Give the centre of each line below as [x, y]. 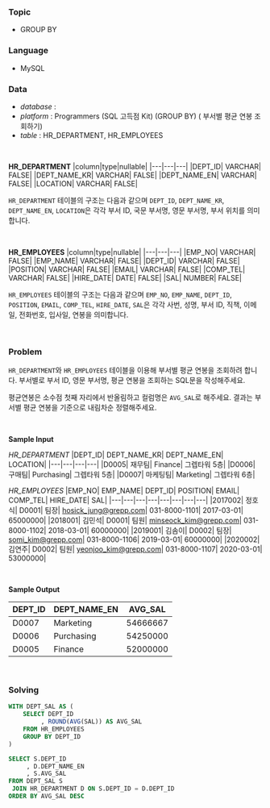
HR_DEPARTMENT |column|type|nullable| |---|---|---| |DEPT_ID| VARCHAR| [135, 166]
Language [29, 51]
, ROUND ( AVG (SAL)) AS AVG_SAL [91, 722]
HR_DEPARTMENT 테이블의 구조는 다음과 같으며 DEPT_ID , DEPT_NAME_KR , [116, 200]
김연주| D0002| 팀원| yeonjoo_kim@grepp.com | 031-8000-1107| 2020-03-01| [135, 549]
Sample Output [34, 589]
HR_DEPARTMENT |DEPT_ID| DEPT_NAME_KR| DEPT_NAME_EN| [116, 455]
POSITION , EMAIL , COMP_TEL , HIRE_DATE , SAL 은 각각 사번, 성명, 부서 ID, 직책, [125, 304]
